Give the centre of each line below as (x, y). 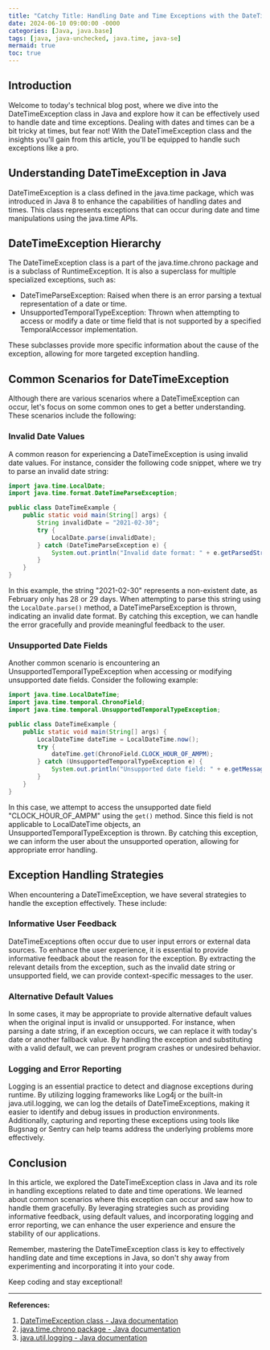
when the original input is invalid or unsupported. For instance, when (122, 1023)
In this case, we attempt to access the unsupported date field (110, 807)
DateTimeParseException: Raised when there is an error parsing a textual (141, 295)
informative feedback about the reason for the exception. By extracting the (132, 958)
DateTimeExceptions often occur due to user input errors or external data (129, 941)
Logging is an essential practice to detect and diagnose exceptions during (131, 1086)
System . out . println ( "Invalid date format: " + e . (136, 553)
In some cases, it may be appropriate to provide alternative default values (130, 1014)
